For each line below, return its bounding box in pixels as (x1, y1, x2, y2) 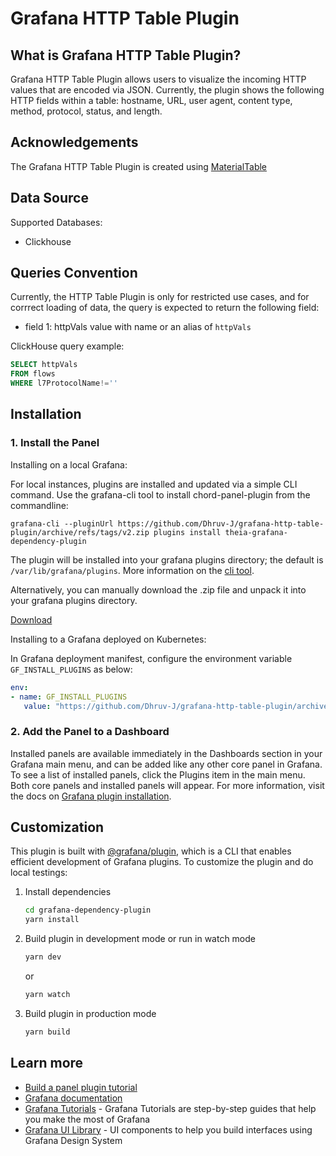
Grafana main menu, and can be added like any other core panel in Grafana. (10, 758, 323, 770)
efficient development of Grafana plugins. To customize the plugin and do (10, 856, 314, 868)
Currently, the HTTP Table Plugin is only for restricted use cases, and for (10, 291, 310, 303)
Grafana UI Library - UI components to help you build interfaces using (24, 1123, 313, 1136)
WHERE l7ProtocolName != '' (10, 378, 118, 389)
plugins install (153, 527, 222, 537)
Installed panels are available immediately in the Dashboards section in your (10, 747, 323, 759)
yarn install (24, 915, 80, 925)
